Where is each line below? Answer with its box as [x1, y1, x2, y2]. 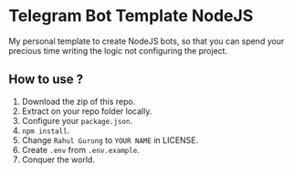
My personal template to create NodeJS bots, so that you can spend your [8, 36, 285, 46]
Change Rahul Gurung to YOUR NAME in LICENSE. [21, 134, 199, 146]
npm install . [21, 125, 70, 136]
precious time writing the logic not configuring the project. [8, 45, 228, 56]
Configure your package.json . [21, 115, 133, 126]
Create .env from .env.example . [21, 144, 141, 155]
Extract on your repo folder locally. [21, 106, 152, 117]
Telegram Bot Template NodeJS [8, 5, 254, 26]
